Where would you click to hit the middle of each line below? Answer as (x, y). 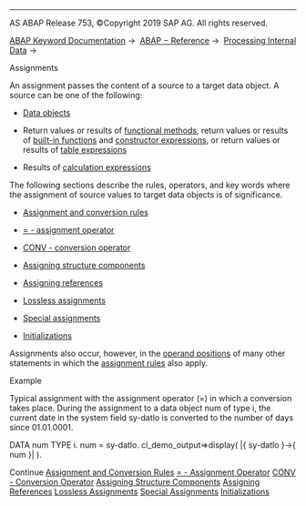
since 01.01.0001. (41, 427)
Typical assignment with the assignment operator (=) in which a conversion (151, 398)
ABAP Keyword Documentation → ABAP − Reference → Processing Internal (153, 40)
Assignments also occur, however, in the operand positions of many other (148, 353)
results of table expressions (75, 150)
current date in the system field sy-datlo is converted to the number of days (152, 418)
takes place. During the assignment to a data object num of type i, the (140, 408)
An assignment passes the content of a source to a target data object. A (144, 86)
